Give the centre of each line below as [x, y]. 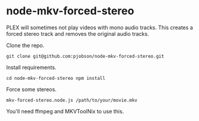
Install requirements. [31, 67]
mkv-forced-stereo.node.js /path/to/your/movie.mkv [72, 100]
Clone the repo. [25, 45]
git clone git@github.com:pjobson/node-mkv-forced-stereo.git [85, 56]
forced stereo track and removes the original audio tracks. [78, 33]
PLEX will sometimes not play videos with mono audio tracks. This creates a [99, 27]
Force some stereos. [31, 89]
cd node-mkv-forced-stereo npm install [56, 78]
